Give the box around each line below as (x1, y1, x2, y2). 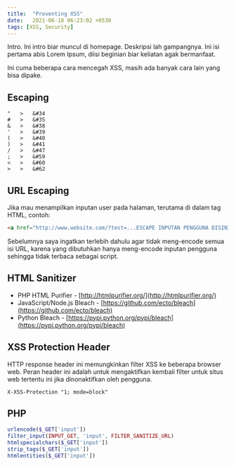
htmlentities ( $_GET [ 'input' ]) (7, 452, 96, 459)
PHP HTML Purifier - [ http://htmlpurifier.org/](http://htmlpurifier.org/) (17, 291, 216, 299)
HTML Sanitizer (7, 272, 77, 285)
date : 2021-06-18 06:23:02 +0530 (7, 17, 112, 24)
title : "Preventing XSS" (7, 10, 83, 18)
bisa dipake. (7, 71, 43, 79)
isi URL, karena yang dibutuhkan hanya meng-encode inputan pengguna (7, 244, 218, 253)
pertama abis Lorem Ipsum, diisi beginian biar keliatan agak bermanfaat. (7, 50, 216, 58)
